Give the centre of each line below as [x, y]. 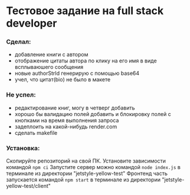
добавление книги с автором [51, 55]
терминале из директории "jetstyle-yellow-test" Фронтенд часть [87, 173]
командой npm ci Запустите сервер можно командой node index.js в [94, 167]
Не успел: [21, 95]
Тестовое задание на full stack [85, 11]
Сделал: [19, 42]
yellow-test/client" [29, 186]
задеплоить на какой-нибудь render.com [66, 126]
